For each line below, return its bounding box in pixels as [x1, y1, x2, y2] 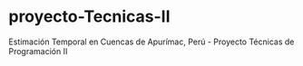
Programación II [8, 45, 68, 56]
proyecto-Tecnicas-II [8, 6, 171, 27]
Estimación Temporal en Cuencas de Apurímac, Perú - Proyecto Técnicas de [8, 36, 295, 47]
